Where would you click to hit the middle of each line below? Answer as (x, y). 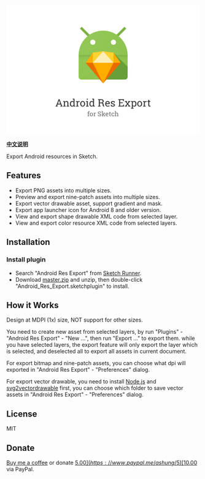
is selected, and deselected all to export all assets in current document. (97, 352)
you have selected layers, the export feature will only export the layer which (102, 345)
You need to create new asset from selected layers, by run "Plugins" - (95, 332)
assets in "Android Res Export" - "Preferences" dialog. (75, 394)
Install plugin (26, 260)
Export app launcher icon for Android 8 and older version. (88, 209)
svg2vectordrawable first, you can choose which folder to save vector (95, 388)
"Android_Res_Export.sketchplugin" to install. (72, 286)
